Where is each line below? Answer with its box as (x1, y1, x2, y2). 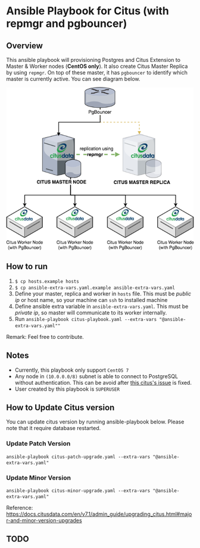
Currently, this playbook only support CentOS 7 (14, 366, 129, 373)
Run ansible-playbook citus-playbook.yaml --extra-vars (14, 315, 157, 322)
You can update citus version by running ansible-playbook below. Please (6, 418, 185, 425)
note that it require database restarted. (6, 425, 101, 432)
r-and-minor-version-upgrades (6, 516, 82, 524)
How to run (6, 261, 48, 272)
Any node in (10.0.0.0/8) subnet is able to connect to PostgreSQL (14, 372, 179, 379)
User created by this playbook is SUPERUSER (14, 385, 120, 393)
